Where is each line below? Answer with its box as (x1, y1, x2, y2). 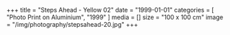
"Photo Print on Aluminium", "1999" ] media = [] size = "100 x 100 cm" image (6, 13, 224, 21)
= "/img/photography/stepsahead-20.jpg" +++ (6, 21, 138, 28)
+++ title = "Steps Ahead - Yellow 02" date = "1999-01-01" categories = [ (6, 6, 214, 14)
